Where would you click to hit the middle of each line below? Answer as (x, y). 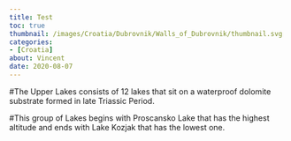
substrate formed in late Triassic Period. (82, 100)
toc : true (27, 26)
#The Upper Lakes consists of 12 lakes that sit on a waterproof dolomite (140, 91)
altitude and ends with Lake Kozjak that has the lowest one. (117, 127)
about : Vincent (37, 58)
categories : (31, 42)
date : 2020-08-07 (41, 67)
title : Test (31, 17)
